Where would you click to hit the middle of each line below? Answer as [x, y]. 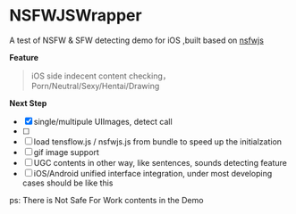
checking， [150, 76]
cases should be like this [68, 183]
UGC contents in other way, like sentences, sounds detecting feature [161, 162]
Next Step [28, 103]
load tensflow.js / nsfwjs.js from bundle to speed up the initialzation [158, 141]
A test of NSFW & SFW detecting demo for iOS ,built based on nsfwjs [136, 40]
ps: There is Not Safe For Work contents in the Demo [106, 200]
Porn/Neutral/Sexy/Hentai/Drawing [95, 86]
